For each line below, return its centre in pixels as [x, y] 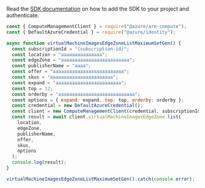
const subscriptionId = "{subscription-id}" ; [71, 49]
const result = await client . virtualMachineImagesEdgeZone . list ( [97, 117]
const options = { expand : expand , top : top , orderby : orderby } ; [98, 100]
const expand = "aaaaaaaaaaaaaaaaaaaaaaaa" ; [69, 83]
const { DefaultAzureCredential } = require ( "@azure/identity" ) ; [91, 32]
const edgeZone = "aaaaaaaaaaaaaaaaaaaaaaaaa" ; [74, 60]
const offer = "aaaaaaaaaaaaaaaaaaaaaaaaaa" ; [71, 72]
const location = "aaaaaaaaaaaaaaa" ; [60, 54]
